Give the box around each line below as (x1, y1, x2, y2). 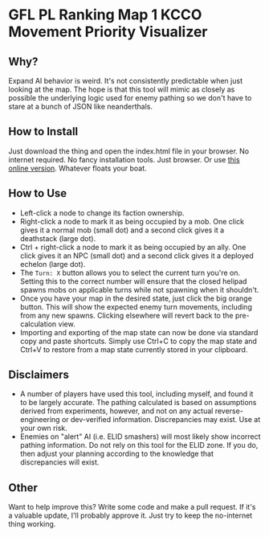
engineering (19, 415, 60, 424)
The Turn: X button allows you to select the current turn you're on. (19, 268, 241, 277)
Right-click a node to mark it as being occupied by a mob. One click (19, 216, 245, 226)
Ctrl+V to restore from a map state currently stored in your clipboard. (19, 344, 248, 355)
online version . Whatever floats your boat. (8, 163, 147, 173)
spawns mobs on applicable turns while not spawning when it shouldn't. (19, 285, 259, 294)
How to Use (8, 187, 67, 200)
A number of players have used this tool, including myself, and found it (19, 389, 254, 399)
